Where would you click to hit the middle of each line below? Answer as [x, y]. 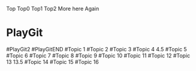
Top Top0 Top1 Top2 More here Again [53, 9]
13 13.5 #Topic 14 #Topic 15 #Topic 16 [52, 61]
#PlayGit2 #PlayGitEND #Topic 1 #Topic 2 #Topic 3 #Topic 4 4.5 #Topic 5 [97, 49]
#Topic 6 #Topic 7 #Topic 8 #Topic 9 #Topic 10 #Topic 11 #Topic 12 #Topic [98, 55]
